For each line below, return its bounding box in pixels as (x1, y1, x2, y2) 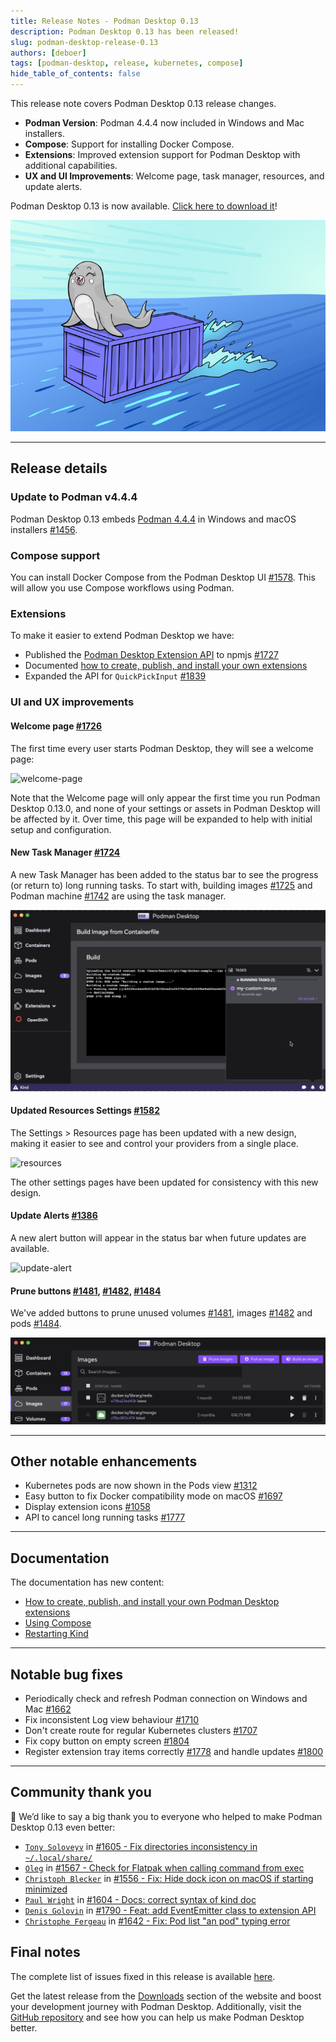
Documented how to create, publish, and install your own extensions (24, 660, 308, 672)
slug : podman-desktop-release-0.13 (10, 37, 159, 47)
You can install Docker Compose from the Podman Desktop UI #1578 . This (10, 571, 316, 584)
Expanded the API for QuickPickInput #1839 (24, 670, 207, 682)
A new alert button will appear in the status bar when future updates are (10, 1232, 307, 1244)
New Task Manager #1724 (10, 846, 121, 859)
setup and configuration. (10, 823, 112, 835)
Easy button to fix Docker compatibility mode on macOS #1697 (24, 1490, 283, 1502)
